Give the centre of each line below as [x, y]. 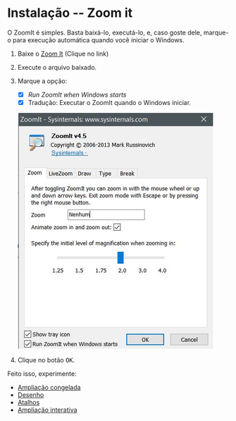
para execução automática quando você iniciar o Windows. [99, 39]
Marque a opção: [42, 81]
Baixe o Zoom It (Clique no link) [63, 54]
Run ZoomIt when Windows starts [77, 94]
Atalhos [29, 403]
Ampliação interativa [47, 410]
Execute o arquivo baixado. [57, 67]
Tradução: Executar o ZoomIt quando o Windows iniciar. [110, 103]
